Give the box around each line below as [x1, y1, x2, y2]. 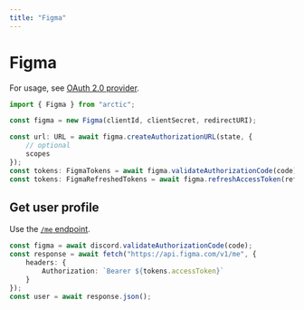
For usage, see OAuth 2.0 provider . [9, 82, 140, 93]
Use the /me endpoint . [9, 224, 90, 235]
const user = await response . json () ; [9, 292, 152, 301]
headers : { [25, 258, 67, 267]
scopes [25, 150, 51, 159]
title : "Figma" [9, 13, 67, 23]
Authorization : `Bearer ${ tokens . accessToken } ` [42, 266, 224, 276]
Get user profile [9, 199, 100, 215]
